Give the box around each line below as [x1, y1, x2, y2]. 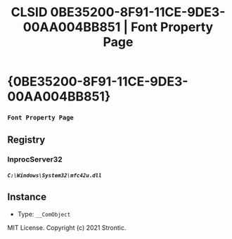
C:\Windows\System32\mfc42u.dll [7, 172, 102, 179]
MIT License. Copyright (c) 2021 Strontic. [7, 223, 127, 232]
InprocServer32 [7, 155, 63, 164]
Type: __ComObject [17, 209, 71, 218]
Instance [7, 191, 47, 203]
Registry [7, 134, 46, 146]
